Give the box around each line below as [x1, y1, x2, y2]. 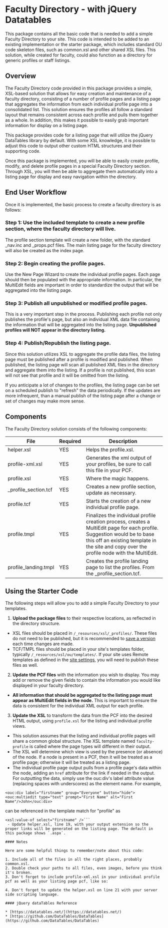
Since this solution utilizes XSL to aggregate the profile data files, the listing [5, 351, 160, 357]
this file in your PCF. [85, 467, 133, 474]
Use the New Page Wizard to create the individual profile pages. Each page [5, 271, 160, 277]
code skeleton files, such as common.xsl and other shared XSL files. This [5, 47, 156, 53]
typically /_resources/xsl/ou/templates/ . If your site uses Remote [12, 652, 148, 658]
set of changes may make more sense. [5, 398, 85, 404]
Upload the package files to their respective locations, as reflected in [12, 615, 156, 621]
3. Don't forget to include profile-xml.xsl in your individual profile [5, 874, 160, 879]
